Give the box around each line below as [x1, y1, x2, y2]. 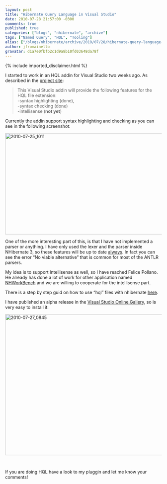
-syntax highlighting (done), [17, 97, 75, 103]
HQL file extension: [17, 92, 57, 98]
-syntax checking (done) [17, 103, 68, 109]
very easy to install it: [5, 304, 49, 310]
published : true [5, 26, 39, 31]
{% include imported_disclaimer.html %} [5, 63, 88, 69]
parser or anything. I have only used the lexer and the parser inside [5, 243, 143, 249]
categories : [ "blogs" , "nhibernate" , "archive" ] [5, 30, 108, 35]
